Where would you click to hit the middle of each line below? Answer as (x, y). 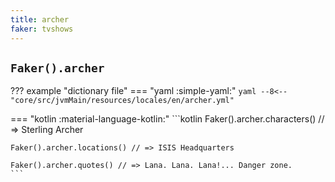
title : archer (40, 19)
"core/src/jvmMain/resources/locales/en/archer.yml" (122, 101)
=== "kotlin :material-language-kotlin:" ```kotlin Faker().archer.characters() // (167, 119)
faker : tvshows (42, 29)
